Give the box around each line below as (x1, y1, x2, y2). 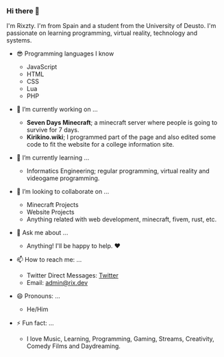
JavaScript (26, 63, 58, 71)
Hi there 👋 (6, 6, 40, 16)
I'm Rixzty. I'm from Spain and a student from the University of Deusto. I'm (6, 22, 216, 30)
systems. (6, 36, 32, 45)
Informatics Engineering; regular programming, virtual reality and (26, 167, 210, 175)
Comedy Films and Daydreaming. (26, 342, 121, 350)
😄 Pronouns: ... (16, 292, 61, 300)
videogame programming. (26, 174, 100, 182)
